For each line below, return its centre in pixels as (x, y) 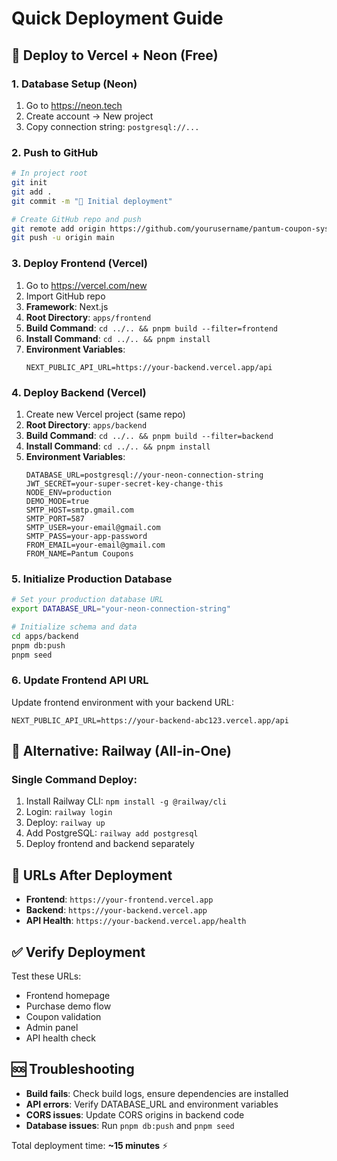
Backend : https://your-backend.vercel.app (116, 910)
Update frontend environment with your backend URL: (123, 702)
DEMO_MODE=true (57, 501)
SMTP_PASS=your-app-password (86, 536)
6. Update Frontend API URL (80, 680)
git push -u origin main (63, 238)
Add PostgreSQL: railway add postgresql (112, 833)
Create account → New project (89, 116)
